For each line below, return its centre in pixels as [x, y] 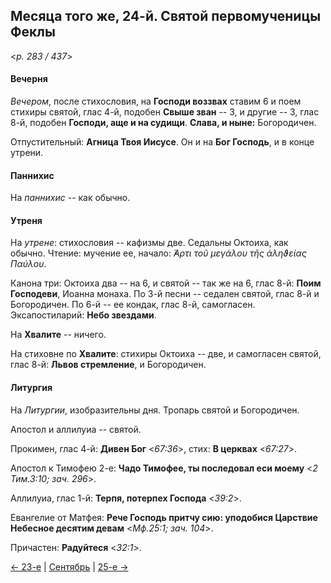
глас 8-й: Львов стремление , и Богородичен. [108, 365]
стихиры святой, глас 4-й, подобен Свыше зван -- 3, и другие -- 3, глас [165, 112]
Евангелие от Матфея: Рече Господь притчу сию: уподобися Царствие [164, 517]
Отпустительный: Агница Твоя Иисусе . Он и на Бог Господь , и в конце [162, 142]
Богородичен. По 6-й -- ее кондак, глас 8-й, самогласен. [133, 305]
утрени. [27, 153]
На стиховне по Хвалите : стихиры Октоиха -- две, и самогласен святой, [166, 354]
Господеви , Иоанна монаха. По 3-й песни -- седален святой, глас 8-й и [165, 294]
